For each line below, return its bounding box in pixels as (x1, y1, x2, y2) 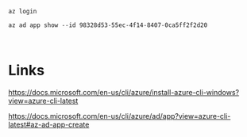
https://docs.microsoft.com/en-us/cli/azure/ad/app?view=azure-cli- (8, 111, 231, 120)
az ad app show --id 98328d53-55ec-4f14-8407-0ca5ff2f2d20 (8, 21, 208, 29)
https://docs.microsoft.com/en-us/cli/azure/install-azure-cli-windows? (8, 87, 240, 97)
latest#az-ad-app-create (8, 120, 90, 129)
